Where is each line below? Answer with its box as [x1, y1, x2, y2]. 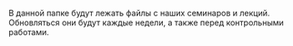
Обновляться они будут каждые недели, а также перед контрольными [8, 17, 284, 28]
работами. [8, 27, 49, 37]
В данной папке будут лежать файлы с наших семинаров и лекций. [8, 8, 270, 18]
